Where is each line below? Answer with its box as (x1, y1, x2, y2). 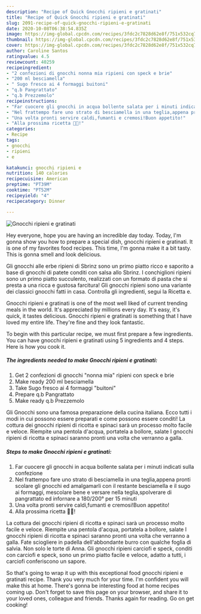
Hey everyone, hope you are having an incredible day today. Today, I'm (6, 232, 181, 239)
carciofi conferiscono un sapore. (6, 558, 87, 565)
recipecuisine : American (6, 176, 68, 182)
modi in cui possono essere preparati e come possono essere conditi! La (6, 415, 185, 423)
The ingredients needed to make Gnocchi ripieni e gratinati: (6, 357, 157, 364)
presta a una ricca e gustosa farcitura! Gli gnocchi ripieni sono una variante (6, 281, 191, 289)
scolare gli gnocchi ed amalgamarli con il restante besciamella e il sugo (14, 483, 191, 490)
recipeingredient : (6, 64, 52, 71)
